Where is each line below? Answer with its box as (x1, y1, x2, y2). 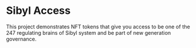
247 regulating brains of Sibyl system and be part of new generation (6, 29, 171, 36)
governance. (6, 35, 37, 42)
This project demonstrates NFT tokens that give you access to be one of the (6, 23, 191, 30)
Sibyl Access (6, 4, 71, 17)
